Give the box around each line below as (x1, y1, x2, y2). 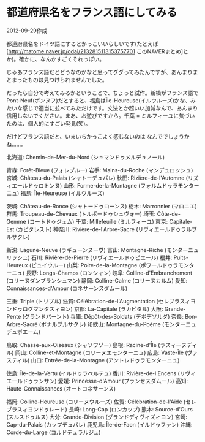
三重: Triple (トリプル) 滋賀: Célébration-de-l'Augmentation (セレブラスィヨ (6, 297, 196, 305)
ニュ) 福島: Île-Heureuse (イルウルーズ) (6, 189, 105, 197)
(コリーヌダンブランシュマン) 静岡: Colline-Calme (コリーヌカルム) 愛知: (6, 276, 188, 284)
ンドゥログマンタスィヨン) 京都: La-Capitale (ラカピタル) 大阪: (6, 305, 163, 313)
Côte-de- (157, 210, 181, 218)
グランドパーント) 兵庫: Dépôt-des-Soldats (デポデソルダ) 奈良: (24, 313, 184, 320)
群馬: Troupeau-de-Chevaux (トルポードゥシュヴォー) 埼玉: (6, 210, 156, 218)
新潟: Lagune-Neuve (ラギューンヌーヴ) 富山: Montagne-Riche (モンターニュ (6, 246, 199, 253)
